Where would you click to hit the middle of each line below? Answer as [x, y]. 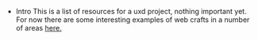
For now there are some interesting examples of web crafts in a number [133, 20]
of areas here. [39, 28]
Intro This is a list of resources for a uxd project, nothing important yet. [131, 11]
